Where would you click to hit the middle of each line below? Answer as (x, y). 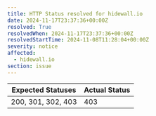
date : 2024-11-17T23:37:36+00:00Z (58, 20)
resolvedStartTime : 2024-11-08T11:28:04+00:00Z (78, 40)
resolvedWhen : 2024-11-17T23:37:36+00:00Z (70, 33)
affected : (22, 53)
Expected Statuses (44, 90)
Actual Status (107, 90)
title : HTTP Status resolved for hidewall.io (75, 14)
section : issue (30, 66)
